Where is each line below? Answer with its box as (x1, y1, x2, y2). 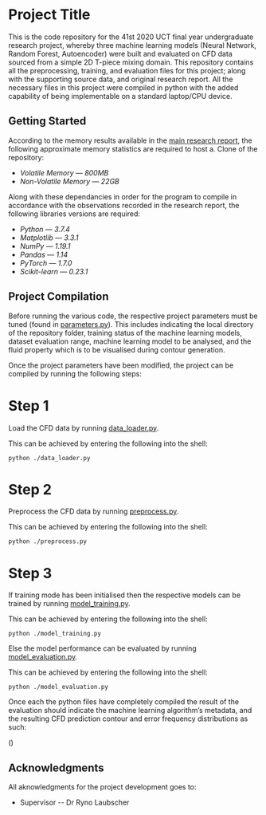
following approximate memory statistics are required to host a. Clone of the (8, 144, 258, 153)
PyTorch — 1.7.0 (19, 258, 72, 268)
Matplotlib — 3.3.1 (19, 233, 79, 242)
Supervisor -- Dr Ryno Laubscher (19, 797, 130, 807)
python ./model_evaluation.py (8, 683, 109, 691)
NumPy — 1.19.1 (19, 241, 71, 250)
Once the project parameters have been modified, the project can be (8, 360, 234, 370)
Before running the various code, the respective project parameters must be (8, 311, 258, 321)
